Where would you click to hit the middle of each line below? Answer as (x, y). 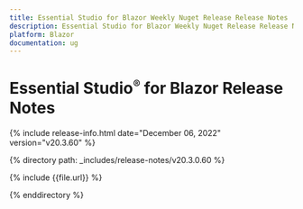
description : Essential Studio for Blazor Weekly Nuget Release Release (149, 26)
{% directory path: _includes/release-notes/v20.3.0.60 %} (117, 159)
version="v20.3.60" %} (53, 142)
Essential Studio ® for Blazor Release (147, 88)
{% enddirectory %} (46, 195)
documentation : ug (44, 43)
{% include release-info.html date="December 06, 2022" (115, 132)
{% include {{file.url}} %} (56, 177)
